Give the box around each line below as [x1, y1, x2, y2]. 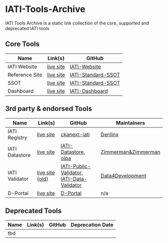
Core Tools [5, 40, 40, 48]
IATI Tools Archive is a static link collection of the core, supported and [5, 20, 149, 26]
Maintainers [115, 119, 145, 126]
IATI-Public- [60, 162, 91, 169]
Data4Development [100, 172, 146, 179]
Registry [7, 134, 27, 141]
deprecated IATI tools [5, 25, 49, 31]
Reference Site [7, 71, 42, 78]
